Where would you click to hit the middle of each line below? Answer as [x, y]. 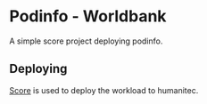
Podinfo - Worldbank [88, 16]
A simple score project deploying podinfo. [86, 41]
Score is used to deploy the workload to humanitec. [104, 90]
